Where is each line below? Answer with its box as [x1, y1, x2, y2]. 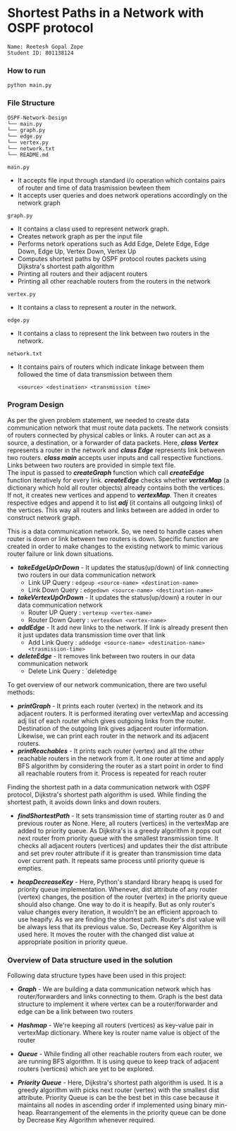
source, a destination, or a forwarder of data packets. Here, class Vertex [7, 438, 218, 447]
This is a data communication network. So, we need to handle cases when [7, 527, 223, 536]
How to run [7, 66, 46, 75]
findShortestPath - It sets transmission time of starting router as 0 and [17, 811, 224, 820]
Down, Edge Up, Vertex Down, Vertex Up [17, 247, 137, 255]
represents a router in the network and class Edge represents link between [7, 446, 225, 454]
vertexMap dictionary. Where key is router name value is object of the [17, 1029, 221, 1037]
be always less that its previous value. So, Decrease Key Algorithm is [17, 922, 218, 931]
